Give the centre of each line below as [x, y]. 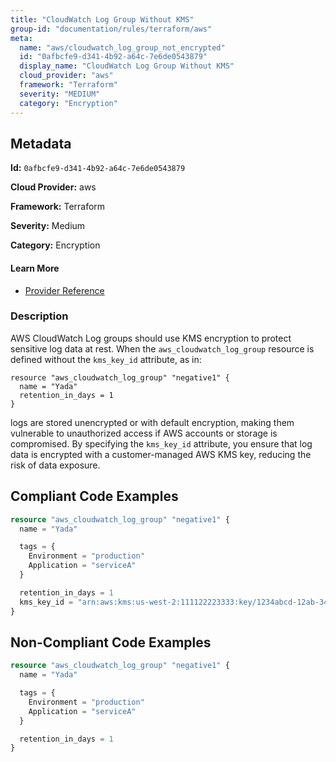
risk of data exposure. [55, 465]
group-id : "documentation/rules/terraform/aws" [111, 29]
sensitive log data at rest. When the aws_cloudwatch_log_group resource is [162, 348]
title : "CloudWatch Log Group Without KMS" [102, 19]
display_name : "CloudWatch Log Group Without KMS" [127, 66]
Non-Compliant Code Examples [111, 642]
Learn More [35, 268]
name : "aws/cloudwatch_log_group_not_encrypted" [122, 47]
